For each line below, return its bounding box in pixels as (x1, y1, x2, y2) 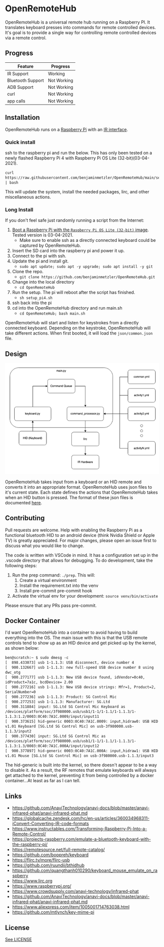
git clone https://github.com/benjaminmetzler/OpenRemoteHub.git (19, 275, 155, 280)
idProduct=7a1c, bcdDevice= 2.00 (5, 680, 73, 685)
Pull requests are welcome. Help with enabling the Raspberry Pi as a (5, 527, 143, 533)
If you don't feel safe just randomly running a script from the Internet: (5, 217, 144, 223)
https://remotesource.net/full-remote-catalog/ (12, 847, 105, 853)
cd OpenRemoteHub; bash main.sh (19, 311, 85, 316)
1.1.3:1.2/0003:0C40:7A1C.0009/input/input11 (5, 714, 99, 719)
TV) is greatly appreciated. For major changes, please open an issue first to (5, 537, 157, 543)
